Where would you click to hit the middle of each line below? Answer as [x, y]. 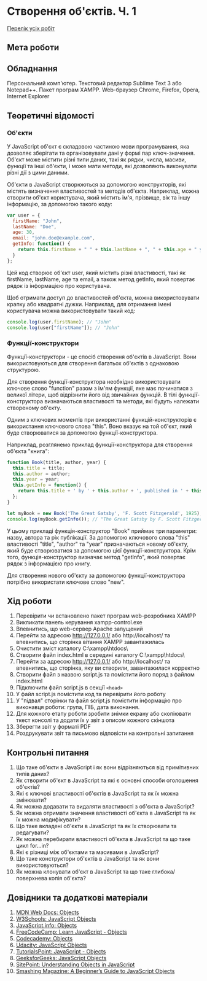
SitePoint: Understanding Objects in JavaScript [75, 964]
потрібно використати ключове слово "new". [66, 582]
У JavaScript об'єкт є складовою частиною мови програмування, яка [98, 146]
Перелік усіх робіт [31, 28]
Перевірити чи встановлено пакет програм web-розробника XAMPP [106, 616]
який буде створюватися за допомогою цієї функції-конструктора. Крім [101, 550]
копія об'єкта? [68, 878]
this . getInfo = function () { [50, 485]
